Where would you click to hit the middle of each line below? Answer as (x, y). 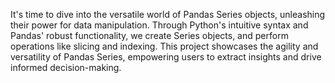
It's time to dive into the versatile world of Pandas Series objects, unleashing (168, 14)
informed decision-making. (66, 67)
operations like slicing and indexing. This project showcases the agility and (164, 46)
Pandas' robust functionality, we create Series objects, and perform (149, 35)
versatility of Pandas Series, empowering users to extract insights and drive (166, 57)
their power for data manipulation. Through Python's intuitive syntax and (159, 25)
